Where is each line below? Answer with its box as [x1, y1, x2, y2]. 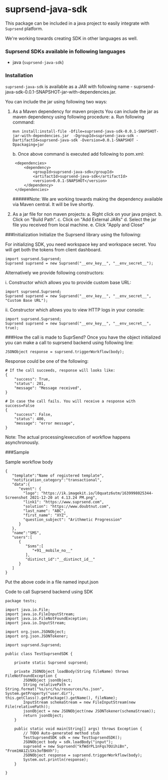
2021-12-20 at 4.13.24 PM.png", [30, 495, 98, 500]
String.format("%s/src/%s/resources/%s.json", [5, 686, 104, 691]
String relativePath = [23, 682, 71, 687]
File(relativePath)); [5, 704, 51, 709]
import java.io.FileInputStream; [5, 611, 75, 617]
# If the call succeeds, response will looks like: [5, 368, 115, 373]
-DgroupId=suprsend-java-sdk [73, 133, 134, 138]
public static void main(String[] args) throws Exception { [14, 726, 142, 731]
